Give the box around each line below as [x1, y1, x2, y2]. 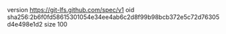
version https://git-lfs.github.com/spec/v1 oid [7, 6, 135, 14]
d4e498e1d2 [7, 20, 43, 28]
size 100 [44, 20, 68, 28]
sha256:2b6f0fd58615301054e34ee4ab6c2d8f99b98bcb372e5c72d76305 [7, 13, 220, 21]
